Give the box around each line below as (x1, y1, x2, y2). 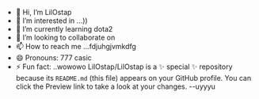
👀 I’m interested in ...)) (15, 16, 89, 25)
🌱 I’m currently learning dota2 (15, 25, 113, 33)
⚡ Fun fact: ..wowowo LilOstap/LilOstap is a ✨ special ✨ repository (15, 62, 233, 71)
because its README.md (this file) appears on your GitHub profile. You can (15, 74, 252, 82)
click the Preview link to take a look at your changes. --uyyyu (15, 82, 216, 91)
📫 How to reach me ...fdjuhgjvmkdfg (15, 42, 137, 51)
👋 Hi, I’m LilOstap (15, 8, 72, 17)
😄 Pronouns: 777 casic (15, 53, 93, 63)
